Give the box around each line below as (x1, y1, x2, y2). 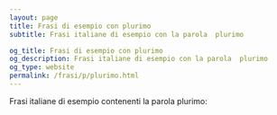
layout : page (9, 13, 59, 22)
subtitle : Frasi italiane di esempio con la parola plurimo (9, 30, 245, 39)
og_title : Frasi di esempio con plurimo (9, 46, 164, 55)
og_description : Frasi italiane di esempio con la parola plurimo (9, 55, 269, 64)
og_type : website (9, 63, 75, 72)
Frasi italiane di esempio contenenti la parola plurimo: (9, 95, 208, 106)
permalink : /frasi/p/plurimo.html (9, 71, 140, 81)
